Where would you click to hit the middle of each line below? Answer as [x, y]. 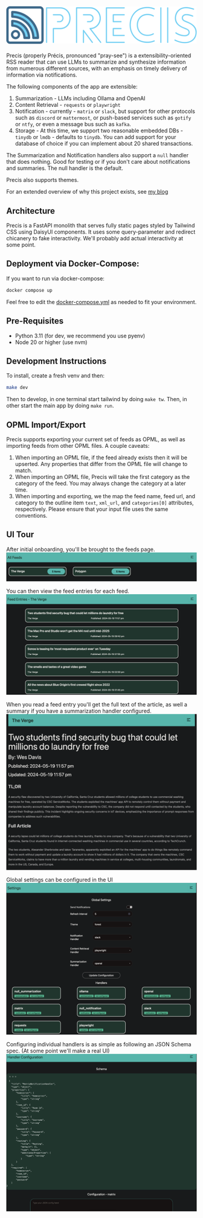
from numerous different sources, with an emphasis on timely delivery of [97, 69]
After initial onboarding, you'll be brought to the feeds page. [81, 549]
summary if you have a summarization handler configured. [79, 711]
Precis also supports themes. [43, 180]
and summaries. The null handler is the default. [65, 168]
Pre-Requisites [35, 321]
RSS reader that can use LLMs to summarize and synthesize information [96, 62]
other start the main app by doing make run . [60, 406]
